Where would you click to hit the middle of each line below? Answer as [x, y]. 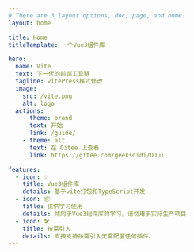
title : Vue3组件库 [51, 184]
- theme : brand [48, 118]
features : [25, 169]
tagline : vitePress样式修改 [59, 81]
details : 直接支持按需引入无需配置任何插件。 [89, 236]
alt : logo [39, 103]
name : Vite [33, 67]
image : [26, 88]
